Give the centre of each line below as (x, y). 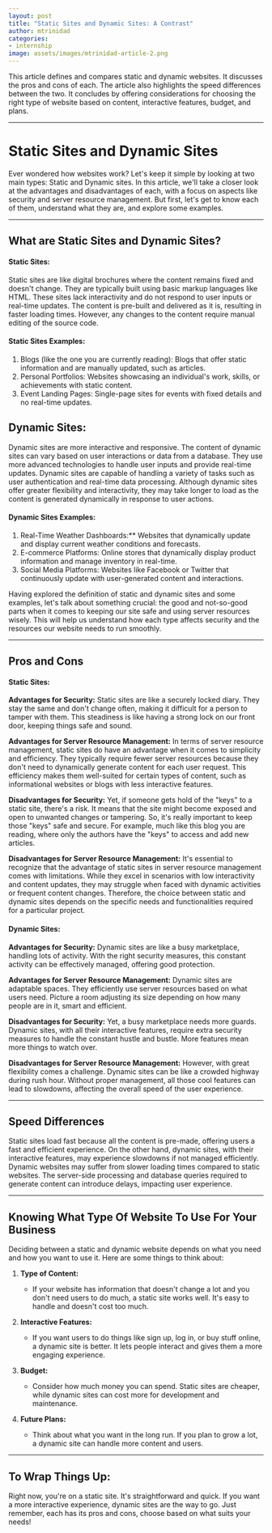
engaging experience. (68, 1355)
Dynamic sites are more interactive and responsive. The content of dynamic (135, 447)
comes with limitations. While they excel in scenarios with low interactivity (132, 876)
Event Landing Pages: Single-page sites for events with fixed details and (141, 393)
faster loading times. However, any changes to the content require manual (132, 314)
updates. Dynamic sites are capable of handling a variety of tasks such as (132, 473)
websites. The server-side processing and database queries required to (128, 1175)
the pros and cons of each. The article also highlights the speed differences (135, 85)
